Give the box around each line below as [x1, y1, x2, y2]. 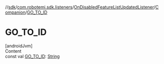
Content [5, 48, 22, 54]
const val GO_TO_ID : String [5, 53, 60, 59]
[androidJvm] [5, 43, 33, 49]
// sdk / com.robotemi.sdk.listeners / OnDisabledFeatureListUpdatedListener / [5, 4, 156, 10]
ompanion [5, 9, 26, 15]
